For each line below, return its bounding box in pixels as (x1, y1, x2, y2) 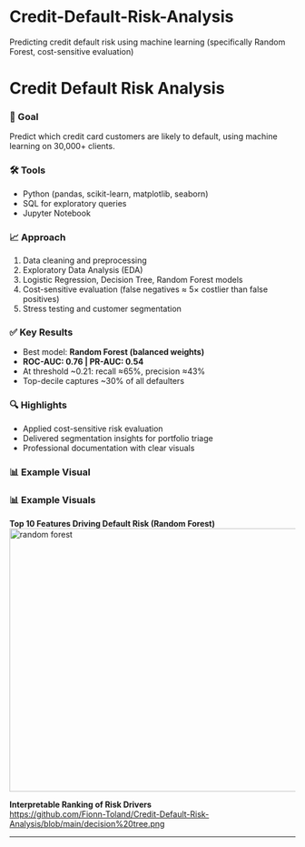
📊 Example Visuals (9, 494, 96, 507)
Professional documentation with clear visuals (22, 442, 195, 453)
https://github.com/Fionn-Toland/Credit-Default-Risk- (9, 808, 210, 820)
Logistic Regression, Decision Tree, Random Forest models (22, 275, 243, 286)
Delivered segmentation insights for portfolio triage (22, 432, 213, 443)
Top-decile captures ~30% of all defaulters (22, 376, 184, 387)
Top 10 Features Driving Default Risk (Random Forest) (9, 518, 216, 529)
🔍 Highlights (9, 398, 68, 411)
